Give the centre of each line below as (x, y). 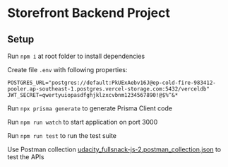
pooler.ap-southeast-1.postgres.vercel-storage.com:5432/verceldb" (109, 89)
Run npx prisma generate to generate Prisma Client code (90, 108)
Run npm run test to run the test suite (62, 136)
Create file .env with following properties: (67, 70)
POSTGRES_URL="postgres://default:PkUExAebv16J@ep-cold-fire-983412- (112, 83)
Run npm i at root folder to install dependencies (76, 56)
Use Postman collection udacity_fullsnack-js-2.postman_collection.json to (114, 149)
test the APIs (26, 157)
